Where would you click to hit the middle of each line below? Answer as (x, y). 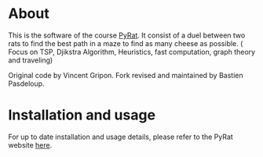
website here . (30, 145)
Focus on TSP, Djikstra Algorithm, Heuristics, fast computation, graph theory (132, 52)
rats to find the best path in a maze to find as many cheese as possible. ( (126, 43)
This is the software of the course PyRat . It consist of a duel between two (127, 35)
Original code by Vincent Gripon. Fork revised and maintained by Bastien (126, 75)
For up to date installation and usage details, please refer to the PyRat (121, 137)
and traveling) (31, 60)
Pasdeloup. (26, 84)
